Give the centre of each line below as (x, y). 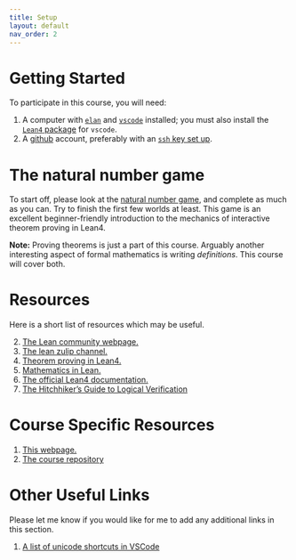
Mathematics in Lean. (61, 370)
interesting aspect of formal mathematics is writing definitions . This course (146, 255)
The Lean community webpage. (80, 342)
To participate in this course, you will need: (88, 102)
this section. (32, 530)
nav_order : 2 (33, 34)
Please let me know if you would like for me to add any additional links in (142, 520)
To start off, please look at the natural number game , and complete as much (148, 199)
